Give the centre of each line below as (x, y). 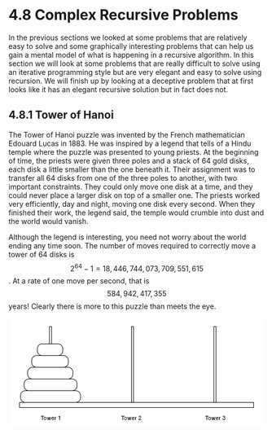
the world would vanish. (48, 221)
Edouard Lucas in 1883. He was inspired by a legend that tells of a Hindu (130, 143)
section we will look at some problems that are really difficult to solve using (134, 64)
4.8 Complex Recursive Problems (123, 15)
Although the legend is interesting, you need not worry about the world (127, 237)
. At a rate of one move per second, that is (79, 281)
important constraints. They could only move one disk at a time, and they (131, 186)
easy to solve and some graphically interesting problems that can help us (131, 46)
